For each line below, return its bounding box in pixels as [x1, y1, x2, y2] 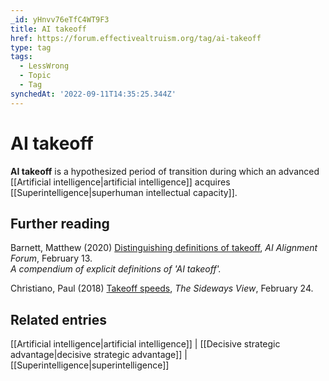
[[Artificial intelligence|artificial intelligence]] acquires [10, 176, 231, 188]
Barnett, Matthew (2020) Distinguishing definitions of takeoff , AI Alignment [10, 242, 318, 254]
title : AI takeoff [10, 24, 87, 34]
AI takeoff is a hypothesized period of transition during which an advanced [10, 165, 320, 177]
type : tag [10, 42, 52, 53]
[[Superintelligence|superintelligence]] [10, 359, 170, 371]
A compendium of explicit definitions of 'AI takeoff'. [10, 263, 222, 275]
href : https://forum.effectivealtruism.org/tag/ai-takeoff [10, 33, 262, 43]
